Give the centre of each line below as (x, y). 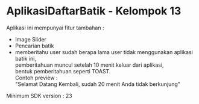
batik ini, (26, 58)
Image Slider (31, 39)
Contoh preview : (36, 78)
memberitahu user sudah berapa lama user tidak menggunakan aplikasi (104, 52)
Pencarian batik (34, 46)
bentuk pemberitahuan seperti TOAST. (63, 71)
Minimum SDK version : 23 (39, 96)
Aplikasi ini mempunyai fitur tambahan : (55, 28)
